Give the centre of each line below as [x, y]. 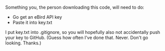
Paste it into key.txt [32, 22]
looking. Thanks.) [23, 43]
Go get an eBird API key [37, 17]
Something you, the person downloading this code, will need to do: [75, 7]
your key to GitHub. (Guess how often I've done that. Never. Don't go [77, 38]
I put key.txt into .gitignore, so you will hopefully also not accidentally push [83, 32]
